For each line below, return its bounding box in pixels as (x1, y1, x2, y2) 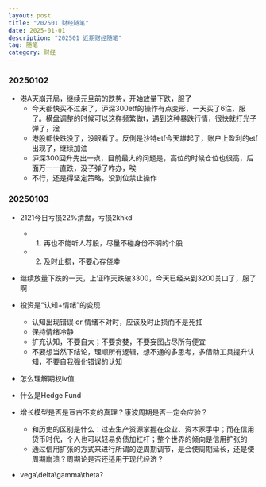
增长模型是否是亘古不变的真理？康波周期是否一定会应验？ (19, 407, 208, 417)
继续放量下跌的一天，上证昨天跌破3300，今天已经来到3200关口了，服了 (19, 273, 256, 283)
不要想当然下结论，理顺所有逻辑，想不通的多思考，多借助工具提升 (31, 346, 248, 356)
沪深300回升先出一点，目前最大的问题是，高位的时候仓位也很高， (31, 153, 247, 163)
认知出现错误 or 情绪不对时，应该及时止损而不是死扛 (31, 317, 203, 327)
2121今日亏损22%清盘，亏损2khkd (19, 212, 133, 222)
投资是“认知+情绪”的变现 (19, 300, 101, 310)
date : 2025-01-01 (8, 26, 66, 34)
